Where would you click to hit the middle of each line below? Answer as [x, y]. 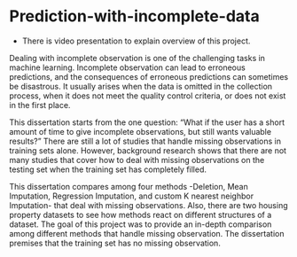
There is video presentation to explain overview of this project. [136, 41]
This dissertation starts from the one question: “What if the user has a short [147, 122]
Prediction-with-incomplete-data [134, 16]
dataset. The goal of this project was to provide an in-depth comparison [141, 224]
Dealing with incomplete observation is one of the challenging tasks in [137, 58]
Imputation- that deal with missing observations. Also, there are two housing [148, 205]
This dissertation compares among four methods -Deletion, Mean [129, 186]
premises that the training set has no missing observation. [115, 243]
